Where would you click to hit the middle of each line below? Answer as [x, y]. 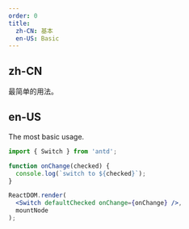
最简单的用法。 [33, 92]
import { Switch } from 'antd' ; [63, 151]
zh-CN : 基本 [35, 31]
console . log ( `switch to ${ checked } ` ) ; [81, 173]
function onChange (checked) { [59, 166]
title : [19, 23]
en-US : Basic [38, 38]
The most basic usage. [46, 136]
